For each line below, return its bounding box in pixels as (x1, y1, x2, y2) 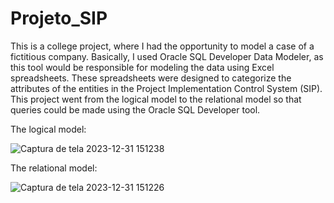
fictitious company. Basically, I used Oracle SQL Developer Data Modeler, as (10, 50, 324, 62)
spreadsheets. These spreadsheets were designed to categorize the (10, 72, 292, 84)
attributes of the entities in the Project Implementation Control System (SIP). (10, 82, 323, 94)
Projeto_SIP (10, 7, 108, 30)
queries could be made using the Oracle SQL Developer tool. (10, 103, 261, 116)
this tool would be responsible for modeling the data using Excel (10, 61, 275, 73)
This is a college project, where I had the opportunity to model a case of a (10, 40, 315, 52)
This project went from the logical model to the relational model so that (10, 93, 302, 105)
